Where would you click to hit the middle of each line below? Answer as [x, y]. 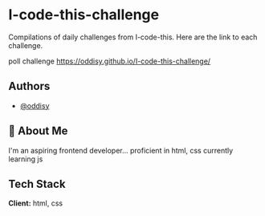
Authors [29, 86]
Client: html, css [36, 203]
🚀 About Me [38, 131]
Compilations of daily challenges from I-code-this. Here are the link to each [133, 37]
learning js [26, 159]
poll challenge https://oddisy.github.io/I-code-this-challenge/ [110, 61]
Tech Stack [37, 183]
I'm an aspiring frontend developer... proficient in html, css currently [121, 150]
